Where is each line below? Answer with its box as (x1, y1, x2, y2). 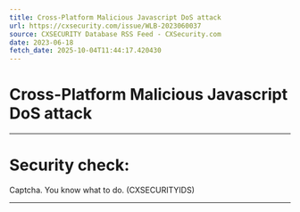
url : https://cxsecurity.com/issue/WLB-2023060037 (9, 21, 202, 30)
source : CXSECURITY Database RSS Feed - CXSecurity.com (9, 29, 221, 38)
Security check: (9, 155, 130, 175)
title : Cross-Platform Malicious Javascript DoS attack (9, 12, 221, 22)
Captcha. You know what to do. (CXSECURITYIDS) (9, 184, 195, 195)
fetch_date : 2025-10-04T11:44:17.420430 (9, 46, 162, 55)
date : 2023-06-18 (9, 37, 74, 47)
